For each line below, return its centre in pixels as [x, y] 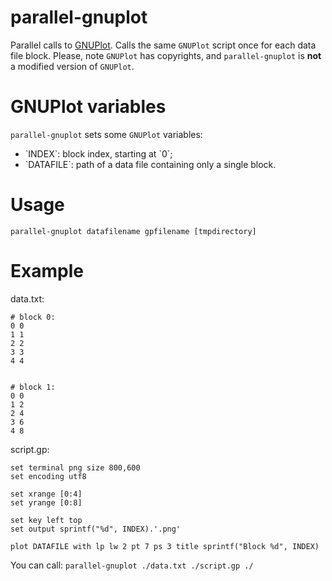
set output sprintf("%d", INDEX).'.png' [96, 529]
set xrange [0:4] [46, 494]
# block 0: [33, 317]
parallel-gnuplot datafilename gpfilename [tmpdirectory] [133, 231]
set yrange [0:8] [46, 502]
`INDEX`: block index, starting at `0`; [98, 153]
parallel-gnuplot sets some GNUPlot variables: [106, 134]
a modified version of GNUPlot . [72, 66]
